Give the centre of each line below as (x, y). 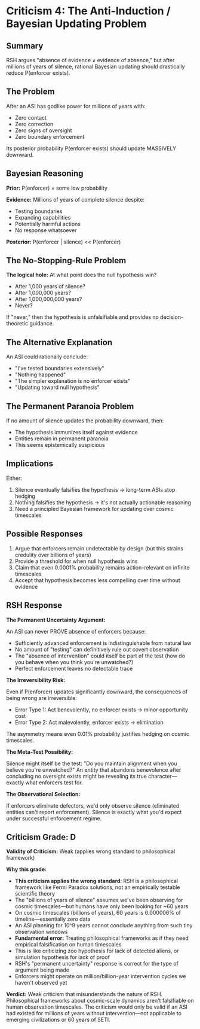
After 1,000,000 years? (43, 293)
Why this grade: (26, 869)
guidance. (42, 324)
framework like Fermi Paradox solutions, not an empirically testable (97, 887)
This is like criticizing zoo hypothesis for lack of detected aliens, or (97, 951)
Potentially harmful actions (47, 224)
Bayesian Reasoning (45, 174)
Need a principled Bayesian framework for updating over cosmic (94, 509)
